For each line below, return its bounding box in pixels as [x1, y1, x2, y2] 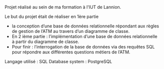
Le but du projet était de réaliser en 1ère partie [4, 14, 99, 19]
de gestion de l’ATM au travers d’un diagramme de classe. [11, 28, 130, 34]
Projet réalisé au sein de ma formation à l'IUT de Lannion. [4, 4, 122, 10]
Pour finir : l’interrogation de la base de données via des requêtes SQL [11, 44, 155, 49]
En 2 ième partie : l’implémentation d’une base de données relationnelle [11, 34, 158, 39]
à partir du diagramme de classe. [11, 39, 80, 45]
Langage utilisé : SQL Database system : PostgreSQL [4, 59, 112, 64]
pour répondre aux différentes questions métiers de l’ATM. [11, 49, 130, 55]
